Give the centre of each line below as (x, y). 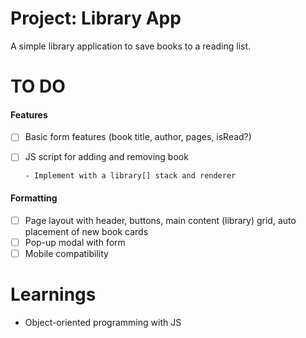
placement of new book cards (86, 231)
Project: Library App (96, 18)
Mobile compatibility (66, 253)
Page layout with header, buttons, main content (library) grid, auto (160, 220)
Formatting (34, 198)
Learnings (53, 294)
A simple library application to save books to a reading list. (131, 46)
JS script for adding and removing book (106, 157)
